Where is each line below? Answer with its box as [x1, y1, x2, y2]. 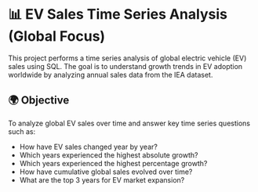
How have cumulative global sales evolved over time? [19, 167, 193, 176]
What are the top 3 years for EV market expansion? [19, 175, 185, 184]
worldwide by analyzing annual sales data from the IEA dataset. [8, 70, 213, 79]
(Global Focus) [8, 27, 106, 45]
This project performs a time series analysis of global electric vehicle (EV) [8, 53, 247, 63]
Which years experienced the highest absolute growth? [19, 150, 198, 160]
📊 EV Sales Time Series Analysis [8, 5, 227, 24]
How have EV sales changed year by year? [19, 142, 158, 151]
